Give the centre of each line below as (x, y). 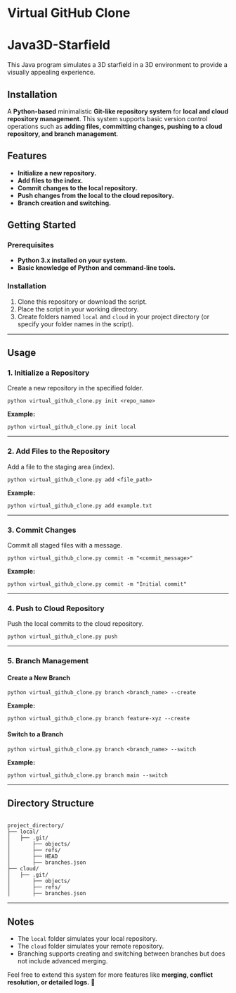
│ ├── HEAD (33, 857)
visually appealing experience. (51, 73)
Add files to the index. (50, 180)
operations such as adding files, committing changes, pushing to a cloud (115, 126)
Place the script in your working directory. (78, 309)
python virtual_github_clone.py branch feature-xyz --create (99, 719)
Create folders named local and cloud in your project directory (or (113, 316)
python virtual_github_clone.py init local (72, 427)
